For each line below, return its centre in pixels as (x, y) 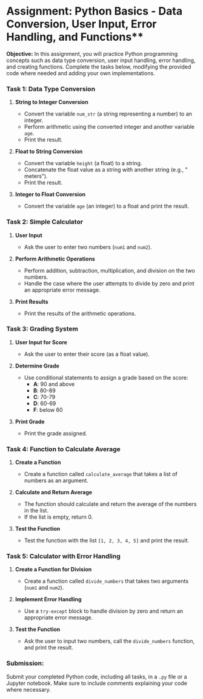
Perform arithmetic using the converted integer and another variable (109, 127)
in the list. (36, 511)
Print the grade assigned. (56, 433)
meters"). (36, 176)
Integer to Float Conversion (50, 194)
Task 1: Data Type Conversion (51, 89)
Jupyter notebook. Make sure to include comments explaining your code (97, 683)
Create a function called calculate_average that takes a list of (101, 474)
